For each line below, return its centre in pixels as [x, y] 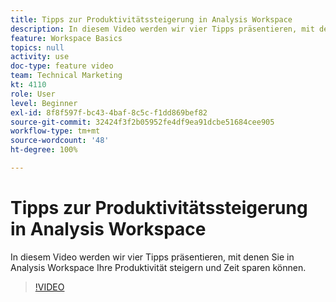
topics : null [37, 47]
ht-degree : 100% [44, 150]
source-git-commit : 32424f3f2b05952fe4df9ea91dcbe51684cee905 [142, 122]
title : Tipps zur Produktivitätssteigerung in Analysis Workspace [151, 19]
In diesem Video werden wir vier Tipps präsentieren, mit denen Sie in [152, 257]
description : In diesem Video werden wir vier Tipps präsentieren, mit [162, 29]
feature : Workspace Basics [66, 38]
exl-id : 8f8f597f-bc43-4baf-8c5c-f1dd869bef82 [109, 112]
